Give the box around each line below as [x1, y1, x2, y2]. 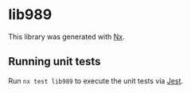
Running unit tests [8, 55, 101, 68]
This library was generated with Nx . [8, 32, 125, 41]
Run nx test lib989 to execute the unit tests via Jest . [8, 76, 184, 85]
